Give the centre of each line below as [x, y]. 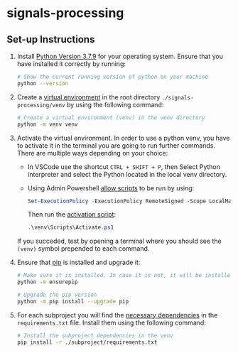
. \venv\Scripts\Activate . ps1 [71, 228]
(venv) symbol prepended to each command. [83, 249]
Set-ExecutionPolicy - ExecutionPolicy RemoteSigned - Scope [117, 201]
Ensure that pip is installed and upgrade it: [79, 262]
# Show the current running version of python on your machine [113, 77]
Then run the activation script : [72, 214]
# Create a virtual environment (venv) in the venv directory [111, 118]
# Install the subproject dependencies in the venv [95, 335]
